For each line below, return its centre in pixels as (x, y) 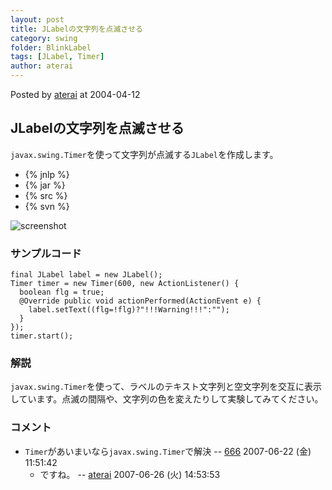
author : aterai (42, 66)
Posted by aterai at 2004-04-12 (75, 94)
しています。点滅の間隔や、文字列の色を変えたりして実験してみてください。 (167, 399)
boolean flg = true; (62, 292)
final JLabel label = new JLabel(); (86, 275)
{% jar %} (45, 185)
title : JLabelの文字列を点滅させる (76, 29)
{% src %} (46, 195)
